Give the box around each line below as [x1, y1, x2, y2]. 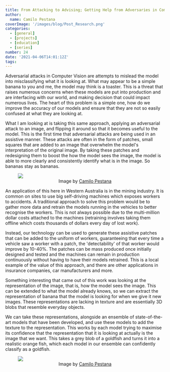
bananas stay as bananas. [5, 163, 60, 169]
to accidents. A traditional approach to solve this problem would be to [5, 199, 150, 205]
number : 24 [5, 50, 28, 55]
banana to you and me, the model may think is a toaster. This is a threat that [5, 84, 163, 90]
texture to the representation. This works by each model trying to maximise [5, 324, 162, 331]
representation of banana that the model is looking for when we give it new [5, 294, 161, 300]
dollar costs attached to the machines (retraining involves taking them [5, 215, 151, 221]
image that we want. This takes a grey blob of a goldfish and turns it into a [5, 336, 160, 342]
